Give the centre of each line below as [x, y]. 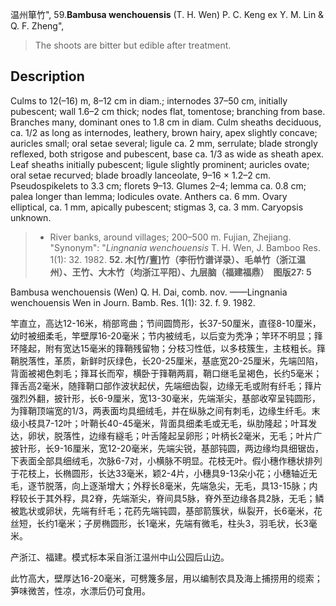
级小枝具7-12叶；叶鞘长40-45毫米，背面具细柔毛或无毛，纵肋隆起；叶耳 [159, 423]
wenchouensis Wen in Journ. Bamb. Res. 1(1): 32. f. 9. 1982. [133, 302]
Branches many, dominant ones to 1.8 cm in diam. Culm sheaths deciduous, [166, 122]
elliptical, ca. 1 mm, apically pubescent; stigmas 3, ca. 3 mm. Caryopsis [157, 207]
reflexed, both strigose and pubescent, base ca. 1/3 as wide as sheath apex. [167, 154]
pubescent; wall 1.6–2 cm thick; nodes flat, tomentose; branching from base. [168, 111]
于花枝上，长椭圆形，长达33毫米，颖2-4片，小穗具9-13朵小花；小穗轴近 [159, 473]
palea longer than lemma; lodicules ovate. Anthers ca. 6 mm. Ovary [149, 196]
